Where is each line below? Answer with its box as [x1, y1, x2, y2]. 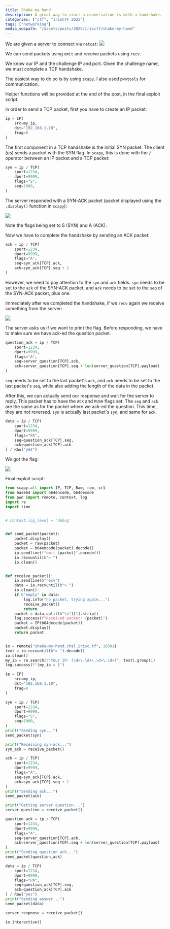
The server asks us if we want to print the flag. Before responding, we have [5, 324, 163, 330]
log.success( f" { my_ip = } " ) [5, 662, 65, 668]
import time [5, 504, 30, 509]
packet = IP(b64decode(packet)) [14, 620, 83, 626]
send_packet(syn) [5, 733, 42, 738]
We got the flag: [5, 456, 39, 462]
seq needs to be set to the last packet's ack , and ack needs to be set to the [5, 378, 160, 383]
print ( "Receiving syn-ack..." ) [5, 742, 72, 747]
